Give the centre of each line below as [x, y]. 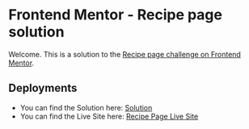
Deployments [43, 88]
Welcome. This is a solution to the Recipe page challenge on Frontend [124, 54]
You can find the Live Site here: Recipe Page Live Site [109, 116]
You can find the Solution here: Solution [86, 107]
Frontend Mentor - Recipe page [115, 15]
